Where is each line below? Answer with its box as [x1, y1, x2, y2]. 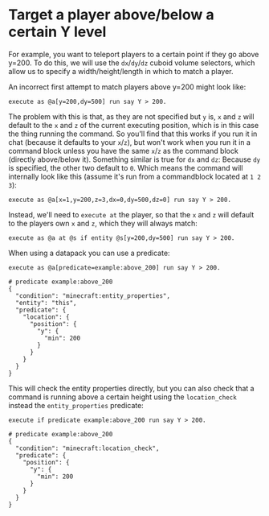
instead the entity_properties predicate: [8, 400, 145, 410]
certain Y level [8, 23, 107, 41]
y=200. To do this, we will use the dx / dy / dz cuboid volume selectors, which [8, 58, 255, 68]
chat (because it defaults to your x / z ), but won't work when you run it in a [8, 137, 251, 147]
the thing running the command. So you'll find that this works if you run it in [8, 129, 258, 138]
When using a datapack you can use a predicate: [8, 248, 170, 258]
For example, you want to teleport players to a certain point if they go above [8, 49, 259, 59]
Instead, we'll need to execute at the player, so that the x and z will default [8, 209, 255, 219]
